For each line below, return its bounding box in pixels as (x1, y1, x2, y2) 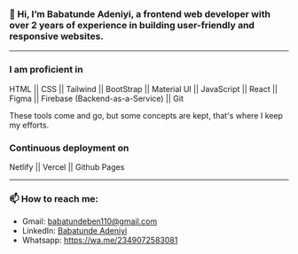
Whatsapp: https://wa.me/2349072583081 (21, 235, 178, 246)
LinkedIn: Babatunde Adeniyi (21, 226, 128, 236)
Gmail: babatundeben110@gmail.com (21, 216, 158, 227)
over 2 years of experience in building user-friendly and (9, 19, 255, 31)
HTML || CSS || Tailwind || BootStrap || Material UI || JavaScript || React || (9, 83, 278, 94)
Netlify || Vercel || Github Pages (9, 161, 125, 172)
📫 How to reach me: (9, 192, 99, 204)
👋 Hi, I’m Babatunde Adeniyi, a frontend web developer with (9, 8, 271, 20)
